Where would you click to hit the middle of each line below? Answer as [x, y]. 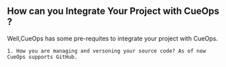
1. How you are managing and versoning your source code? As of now [107, 51]
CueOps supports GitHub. [42, 57]
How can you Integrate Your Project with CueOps [113, 11]
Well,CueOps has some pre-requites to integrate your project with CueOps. [113, 38]
